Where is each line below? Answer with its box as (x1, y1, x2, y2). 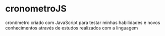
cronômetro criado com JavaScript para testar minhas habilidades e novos (5, 19, 160, 25)
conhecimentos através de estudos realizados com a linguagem (5, 24, 138, 30)
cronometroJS (5, 3, 67, 14)
